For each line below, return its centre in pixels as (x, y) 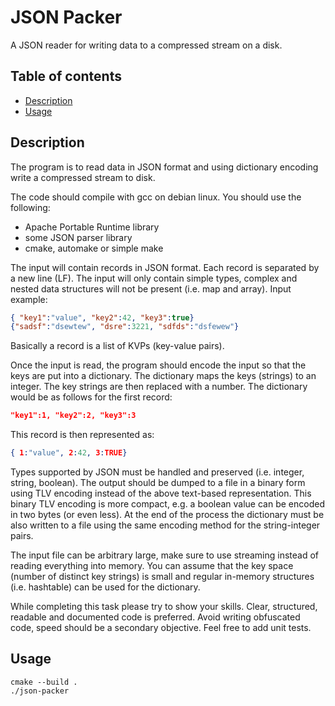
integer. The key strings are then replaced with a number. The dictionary (159, 387)
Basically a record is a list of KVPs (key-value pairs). (117, 346)
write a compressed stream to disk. (83, 177)
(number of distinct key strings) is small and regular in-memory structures (162, 577)
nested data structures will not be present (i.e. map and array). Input (151, 288)
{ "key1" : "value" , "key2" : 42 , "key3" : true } (102, 317)
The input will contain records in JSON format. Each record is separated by (165, 267)
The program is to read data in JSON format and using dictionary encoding (164, 167)
